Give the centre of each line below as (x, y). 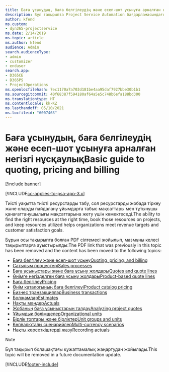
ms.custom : (17, 24)
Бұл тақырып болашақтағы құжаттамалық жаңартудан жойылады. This (81, 349)
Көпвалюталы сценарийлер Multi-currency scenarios (68, 324)
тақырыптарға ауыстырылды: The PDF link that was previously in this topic (83, 245)
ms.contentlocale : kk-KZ (31, 104)
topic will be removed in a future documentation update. (63, 354)
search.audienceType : (28, 52)
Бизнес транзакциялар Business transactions (60, 292)
